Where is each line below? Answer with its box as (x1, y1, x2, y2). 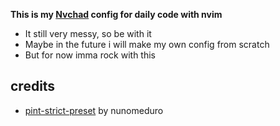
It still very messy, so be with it (24, 28, 152, 39)
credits (10, 78, 56, 95)
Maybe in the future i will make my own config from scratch (24, 39, 270, 50)
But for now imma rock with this (24, 49, 156, 61)
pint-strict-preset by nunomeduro (24, 104, 164, 116)
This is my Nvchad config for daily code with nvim (10, 9, 223, 20)
